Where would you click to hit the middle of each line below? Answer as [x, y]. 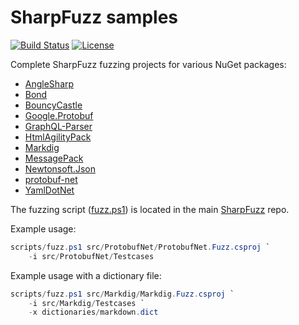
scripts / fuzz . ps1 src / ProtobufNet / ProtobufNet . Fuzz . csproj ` [140, 247]
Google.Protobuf [59, 115]
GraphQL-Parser [58, 126]
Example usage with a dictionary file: [86, 275]
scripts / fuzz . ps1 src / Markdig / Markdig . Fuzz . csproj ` [122, 294]
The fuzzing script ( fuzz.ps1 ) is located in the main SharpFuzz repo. [150, 209]
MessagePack [54, 158]
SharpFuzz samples [94, 17]
